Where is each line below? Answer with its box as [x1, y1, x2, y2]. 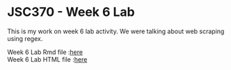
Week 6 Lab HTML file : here [7, 55, 88, 63]
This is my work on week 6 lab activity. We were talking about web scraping [7, 27, 225, 35]
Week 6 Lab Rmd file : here [7, 48, 83, 56]
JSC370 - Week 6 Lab [7, 4, 136, 20]
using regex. [7, 34, 43, 42]
